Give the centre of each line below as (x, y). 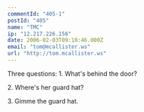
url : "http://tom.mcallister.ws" (57, 54)
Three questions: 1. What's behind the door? (72, 73)
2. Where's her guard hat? (46, 87)
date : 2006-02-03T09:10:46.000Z (55, 40)
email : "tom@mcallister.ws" (49, 47)
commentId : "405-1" (36, 14)
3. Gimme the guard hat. (43, 101)
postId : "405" (29, 21)
